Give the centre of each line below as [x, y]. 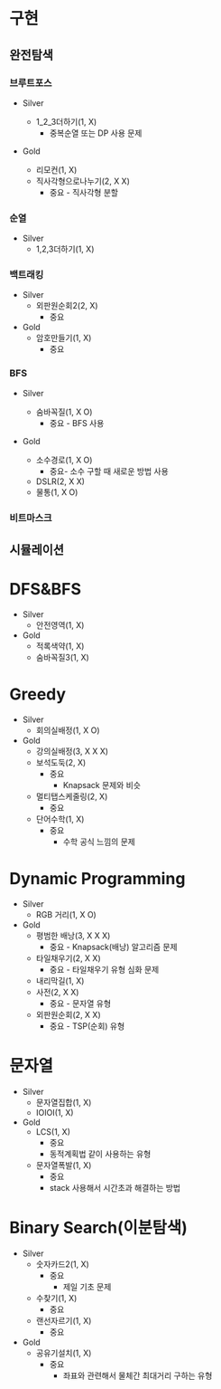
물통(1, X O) [57, 492]
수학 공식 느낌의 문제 [99, 842]
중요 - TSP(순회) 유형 [87, 1026]
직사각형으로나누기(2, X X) [83, 181]
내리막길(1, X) [60, 980]
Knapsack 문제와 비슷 [102, 785]
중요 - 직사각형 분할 [84, 192]
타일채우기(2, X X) [68, 958]
